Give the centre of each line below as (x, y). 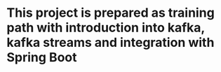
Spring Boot (42, 58)
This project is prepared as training (110, 13)
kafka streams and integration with (110, 43)
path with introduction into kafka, (106, 28)
